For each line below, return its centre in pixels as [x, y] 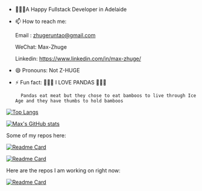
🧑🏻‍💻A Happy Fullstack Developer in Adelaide [71, 9]
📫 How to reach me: [41, 21]
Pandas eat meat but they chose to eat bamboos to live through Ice [109, 96]
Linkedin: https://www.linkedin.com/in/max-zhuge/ [78, 58]
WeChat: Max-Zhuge [41, 47]
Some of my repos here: [36, 135]
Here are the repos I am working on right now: [63, 171]
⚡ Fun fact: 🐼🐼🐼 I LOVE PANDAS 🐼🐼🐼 [61, 82]
